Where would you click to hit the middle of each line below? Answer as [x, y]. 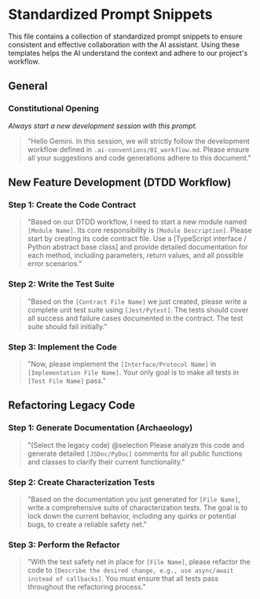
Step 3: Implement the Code [63, 346]
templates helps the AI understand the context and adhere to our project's [128, 53]
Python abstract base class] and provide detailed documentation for [137, 247]
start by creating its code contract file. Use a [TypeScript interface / [137, 238]
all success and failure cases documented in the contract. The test [135, 318]
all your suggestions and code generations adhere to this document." [139, 157]
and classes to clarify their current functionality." [106, 461]
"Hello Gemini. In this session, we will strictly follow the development [138, 141]
